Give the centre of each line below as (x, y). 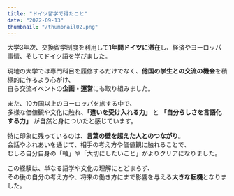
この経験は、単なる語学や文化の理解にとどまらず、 (80, 168)
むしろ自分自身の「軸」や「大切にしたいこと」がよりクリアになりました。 (114, 153)
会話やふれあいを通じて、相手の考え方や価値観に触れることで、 (99, 145)
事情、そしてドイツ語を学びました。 (59, 56)
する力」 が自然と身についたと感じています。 (72, 121)
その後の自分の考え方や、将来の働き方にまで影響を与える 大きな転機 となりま (117, 177)
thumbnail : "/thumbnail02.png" (53, 27)
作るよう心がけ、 (50, 80)
